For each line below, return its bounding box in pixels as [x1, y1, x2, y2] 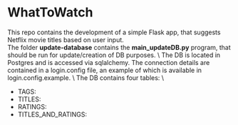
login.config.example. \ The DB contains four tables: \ [7, 73, 165, 82]
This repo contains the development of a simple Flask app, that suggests [7, 28, 221, 36]
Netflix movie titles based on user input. [7, 35, 125, 44]
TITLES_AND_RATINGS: [17, 110, 88, 119]
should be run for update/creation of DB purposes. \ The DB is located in [7, 51, 221, 59]
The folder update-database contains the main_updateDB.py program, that [7, 43, 232, 51]
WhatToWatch [7, 4, 93, 21]
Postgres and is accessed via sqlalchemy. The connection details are [7, 58, 210, 66]
